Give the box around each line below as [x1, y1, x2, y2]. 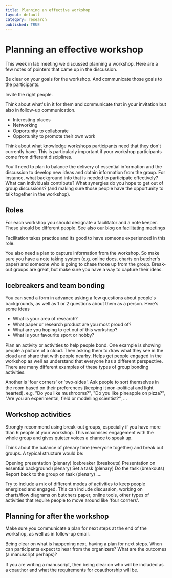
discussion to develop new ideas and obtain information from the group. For [5, 169, 165, 176]
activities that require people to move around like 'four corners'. [5, 497, 139, 503]
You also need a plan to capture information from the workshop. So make [5, 250, 160, 256]
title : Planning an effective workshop [5, 7, 91, 13]
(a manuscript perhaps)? [5, 551, 57, 558]
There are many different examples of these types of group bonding [5, 363, 149, 370]
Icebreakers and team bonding [5, 281, 105, 290]
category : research [5, 17, 47, 22]
